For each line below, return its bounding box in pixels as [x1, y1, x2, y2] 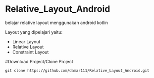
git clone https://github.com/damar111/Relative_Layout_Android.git [5, 68, 150, 73]
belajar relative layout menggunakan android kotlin [5, 20, 108, 26]
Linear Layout [12, 38, 41, 45]
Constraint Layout [12, 49, 49, 55]
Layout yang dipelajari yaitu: [5, 29, 63, 35]
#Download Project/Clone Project [5, 58, 73, 64]
